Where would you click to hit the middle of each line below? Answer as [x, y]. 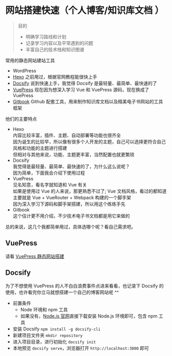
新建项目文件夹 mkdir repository [48, 335]
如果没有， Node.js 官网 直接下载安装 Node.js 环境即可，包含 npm [89, 316]
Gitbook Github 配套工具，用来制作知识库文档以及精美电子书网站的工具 [88, 101]
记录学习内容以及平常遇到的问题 [59, 43]
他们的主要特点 [21, 119]
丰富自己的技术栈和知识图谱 [55, 49]
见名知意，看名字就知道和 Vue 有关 [50, 184]
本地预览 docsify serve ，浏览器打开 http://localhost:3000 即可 [81, 348]
